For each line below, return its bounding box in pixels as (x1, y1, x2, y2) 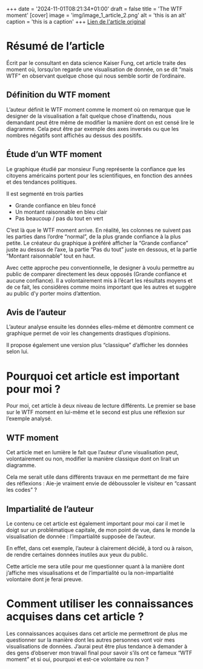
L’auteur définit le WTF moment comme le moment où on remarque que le (6, 106, 191, 113)
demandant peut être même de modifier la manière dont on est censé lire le (6, 118, 195, 126)
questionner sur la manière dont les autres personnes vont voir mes (6, 636, 175, 644)
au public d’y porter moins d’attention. (6, 289, 101, 297)
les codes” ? (6, 486, 38, 494)
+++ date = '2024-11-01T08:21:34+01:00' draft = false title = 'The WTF (6, 5, 183, 12)
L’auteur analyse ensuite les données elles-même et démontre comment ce (6, 323, 195, 331)
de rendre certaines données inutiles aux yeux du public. (6, 551, 148, 558)
